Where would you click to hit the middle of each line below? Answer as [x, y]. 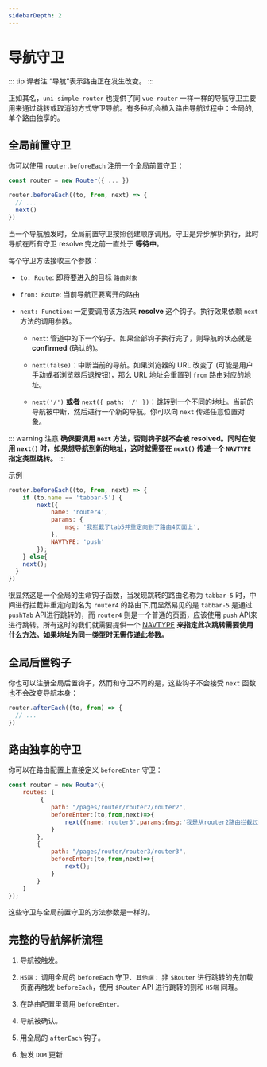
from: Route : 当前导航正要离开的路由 [80, 294]
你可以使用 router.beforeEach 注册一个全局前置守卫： [96, 166]
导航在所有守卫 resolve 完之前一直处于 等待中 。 [86, 243]
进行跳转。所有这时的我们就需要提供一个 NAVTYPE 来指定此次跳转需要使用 [131, 625]
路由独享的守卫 [45, 749]
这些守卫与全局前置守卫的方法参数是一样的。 [81, 912]
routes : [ [39, 793]
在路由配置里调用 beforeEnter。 [71, 1004]
